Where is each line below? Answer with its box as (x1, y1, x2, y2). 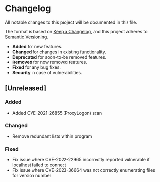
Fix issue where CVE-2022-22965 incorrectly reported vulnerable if (12, 157, 150, 163)
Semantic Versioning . (5, 34, 48, 40)
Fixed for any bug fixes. (12, 64, 61, 70)
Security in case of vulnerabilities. (12, 69, 82, 75)
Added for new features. (12, 43, 63, 49)
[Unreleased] (5, 84, 47, 92)
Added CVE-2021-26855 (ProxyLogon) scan (12, 110, 102, 116)
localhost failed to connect (12, 162, 66, 168)
